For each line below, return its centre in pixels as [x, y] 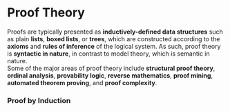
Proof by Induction [39, 100]
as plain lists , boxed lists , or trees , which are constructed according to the [114, 38]
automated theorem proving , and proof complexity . [82, 82]
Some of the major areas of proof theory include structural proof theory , [111, 68]
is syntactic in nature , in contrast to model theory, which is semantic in [109, 54]
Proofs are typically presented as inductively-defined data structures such [115, 32]
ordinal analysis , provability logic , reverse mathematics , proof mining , [110, 75]
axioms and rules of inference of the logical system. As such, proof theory [114, 46]
